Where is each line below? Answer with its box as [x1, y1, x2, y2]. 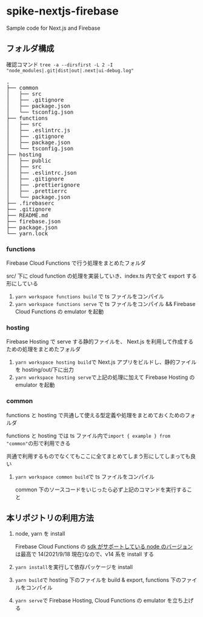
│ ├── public [6, 157, 52, 164]
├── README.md [6, 211, 48, 219]
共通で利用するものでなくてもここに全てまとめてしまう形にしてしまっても [6, 452, 191, 460]
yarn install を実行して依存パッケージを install [15, 564, 133, 571]
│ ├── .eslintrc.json [6, 169, 77, 176]
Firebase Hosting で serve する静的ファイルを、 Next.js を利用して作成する [6, 338, 194, 346]
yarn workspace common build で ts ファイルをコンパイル [15, 472, 155, 480]
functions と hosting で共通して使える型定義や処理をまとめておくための [6, 411, 185, 418]
